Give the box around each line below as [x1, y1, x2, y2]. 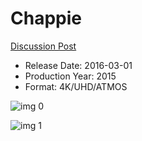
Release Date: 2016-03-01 [24, 59, 133, 71]
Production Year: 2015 [24, 70, 117, 82]
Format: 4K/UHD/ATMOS [24, 80, 128, 92]
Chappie [10, 7, 82, 30]
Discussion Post [10, 40, 77, 52]
